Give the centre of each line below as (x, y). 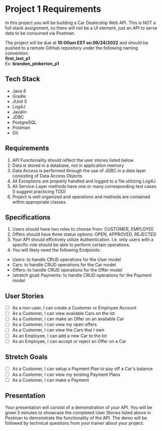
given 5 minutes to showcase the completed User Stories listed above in (78, 413)
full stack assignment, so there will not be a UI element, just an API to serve (81, 28)
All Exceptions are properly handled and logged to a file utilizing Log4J (84, 181)
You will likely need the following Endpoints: (56, 250)
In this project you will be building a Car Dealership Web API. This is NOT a (81, 23)
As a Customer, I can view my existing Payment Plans (66, 374)
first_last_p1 (18, 58)
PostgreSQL (24, 122)
